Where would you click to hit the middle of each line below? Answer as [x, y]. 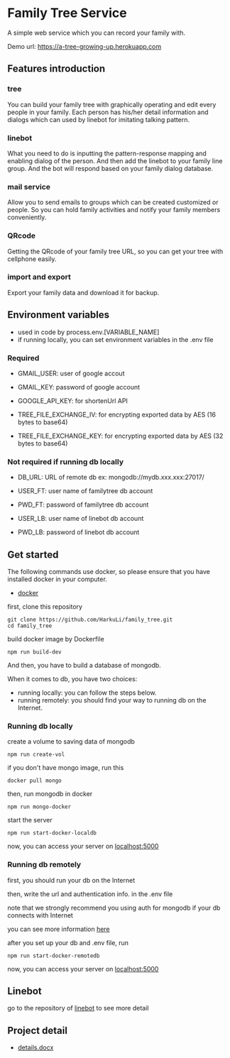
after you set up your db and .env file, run [68, 942]
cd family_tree [30, 626]
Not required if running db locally [66, 461]
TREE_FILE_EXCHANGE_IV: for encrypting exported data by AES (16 [117, 414]
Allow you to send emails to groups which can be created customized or [113, 202]
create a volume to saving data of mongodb [71, 742]
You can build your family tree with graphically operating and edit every [112, 104]
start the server [30, 820]
